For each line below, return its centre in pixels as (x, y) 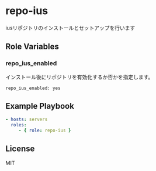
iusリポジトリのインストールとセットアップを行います (70, 28)
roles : (19, 125)
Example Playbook (40, 106)
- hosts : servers (27, 120)
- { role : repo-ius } (45, 130)
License (20, 149)
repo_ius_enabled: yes (33, 88)
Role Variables (32, 47)
